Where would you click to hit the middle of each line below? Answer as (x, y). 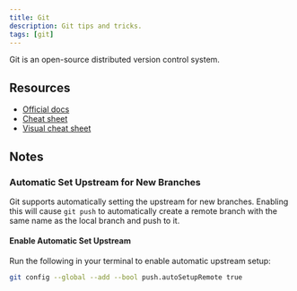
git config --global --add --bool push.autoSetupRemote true (126, 278)
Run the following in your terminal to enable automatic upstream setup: (140, 261)
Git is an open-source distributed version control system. (114, 60)
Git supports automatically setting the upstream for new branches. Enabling (149, 201)
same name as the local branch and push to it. (95, 220)
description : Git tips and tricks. (76, 26)
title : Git (30, 17)
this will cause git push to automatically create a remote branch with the (144, 210)
